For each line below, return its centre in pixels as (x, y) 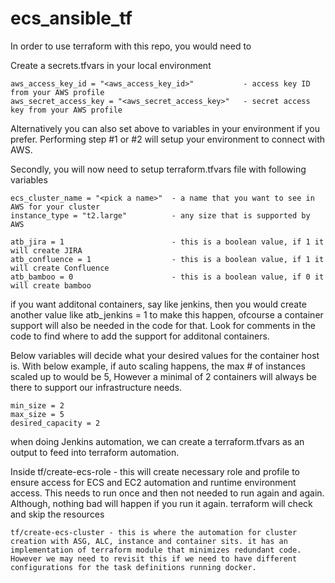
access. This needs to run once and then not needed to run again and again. (167, 493)
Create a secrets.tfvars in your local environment (111, 65)
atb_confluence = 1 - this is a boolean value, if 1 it (167, 259)
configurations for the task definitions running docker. (133, 567)
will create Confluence (60, 268)
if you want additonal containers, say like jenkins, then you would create (158, 304)
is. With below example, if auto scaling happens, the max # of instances (158, 366)
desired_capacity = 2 (55, 423)
